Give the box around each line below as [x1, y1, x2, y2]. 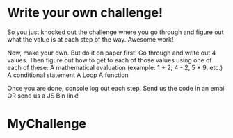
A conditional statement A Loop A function [7, 71, 129, 79]
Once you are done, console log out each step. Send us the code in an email [7, 84, 226, 92]
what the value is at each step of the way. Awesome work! [7, 35, 174, 43]
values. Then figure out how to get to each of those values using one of [7, 55, 212, 64]
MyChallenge [7, 116, 87, 132]
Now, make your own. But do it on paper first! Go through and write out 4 [7, 49, 216, 57]
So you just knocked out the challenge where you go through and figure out [7, 28, 224, 36]
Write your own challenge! [7, 5, 163, 21]
